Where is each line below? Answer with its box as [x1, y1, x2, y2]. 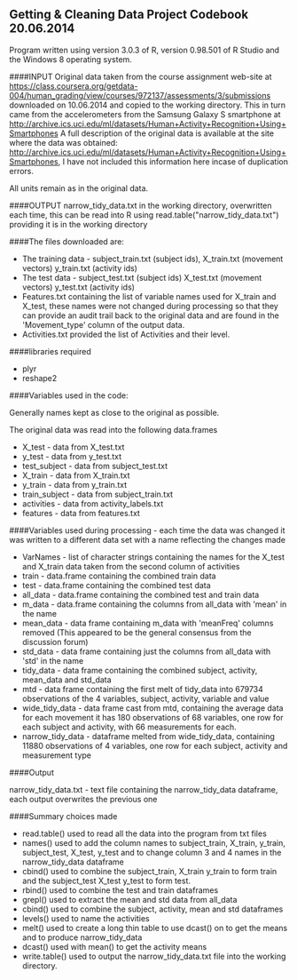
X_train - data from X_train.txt [21, 470, 130, 481]
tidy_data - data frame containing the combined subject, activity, [21, 665, 258, 675]
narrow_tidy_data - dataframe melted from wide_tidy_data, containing [21, 730, 275, 741]
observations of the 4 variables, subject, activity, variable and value [21, 693, 270, 704]
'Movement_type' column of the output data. [21, 319, 185, 330]
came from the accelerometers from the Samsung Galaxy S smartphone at [9, 108, 281, 119]
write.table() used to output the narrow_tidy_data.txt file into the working [21, 951, 286, 961]
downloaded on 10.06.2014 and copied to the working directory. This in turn [9, 100, 286, 110]
